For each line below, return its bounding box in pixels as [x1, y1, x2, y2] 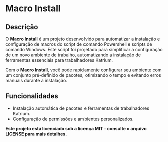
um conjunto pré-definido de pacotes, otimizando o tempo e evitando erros [5, 72, 161, 78]
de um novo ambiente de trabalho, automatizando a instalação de [5, 52, 141, 58]
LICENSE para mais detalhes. [5, 131, 67, 137]
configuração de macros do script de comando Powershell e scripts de [5, 41, 152, 47]
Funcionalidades [5, 92, 59, 100]
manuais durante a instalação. [5, 78, 68, 83]
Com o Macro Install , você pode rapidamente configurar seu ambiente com [5, 67, 162, 73]
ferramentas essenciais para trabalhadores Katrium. [5, 57, 113, 63]
